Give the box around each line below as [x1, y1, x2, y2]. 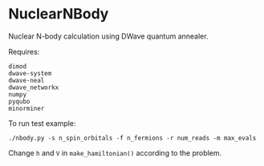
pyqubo [8, 97, 30, 105]
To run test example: [8, 118, 76, 128]
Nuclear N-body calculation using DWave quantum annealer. [8, 31, 209, 41]
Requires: [8, 47, 40, 56]
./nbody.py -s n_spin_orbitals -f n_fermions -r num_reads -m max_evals [8, 134, 257, 142]
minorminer [8, 104, 45, 112]
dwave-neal [8, 76, 45, 84]
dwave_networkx [8, 83, 59, 91]
